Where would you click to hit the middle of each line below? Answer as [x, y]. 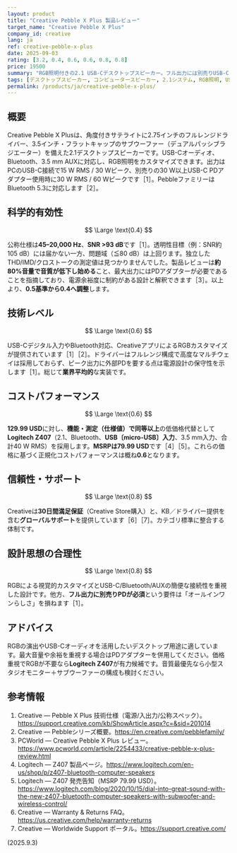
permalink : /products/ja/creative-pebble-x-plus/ [82, 86]
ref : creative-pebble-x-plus [50, 47]
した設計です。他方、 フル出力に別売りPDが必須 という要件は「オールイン [113, 594]
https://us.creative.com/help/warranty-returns [85, 820]
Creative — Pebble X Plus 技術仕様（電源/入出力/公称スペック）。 [112, 715]
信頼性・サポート [44, 479]
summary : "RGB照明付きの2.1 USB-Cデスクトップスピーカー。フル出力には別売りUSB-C [118, 73]
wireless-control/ [42, 803]
